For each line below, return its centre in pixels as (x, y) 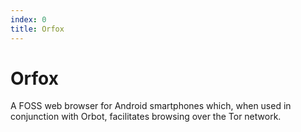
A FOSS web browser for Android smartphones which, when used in (151, 106)
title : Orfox (37, 29)
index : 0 (28, 19)
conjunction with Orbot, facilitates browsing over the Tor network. (146, 117)
